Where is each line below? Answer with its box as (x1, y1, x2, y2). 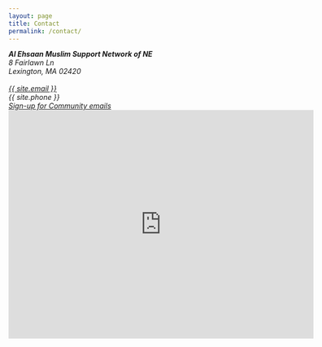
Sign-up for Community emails (8, 101, 111, 111)
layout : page (8, 11, 53, 20)
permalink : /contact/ (8, 27, 82, 35)
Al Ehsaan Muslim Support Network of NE (8, 50, 153, 59)
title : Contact (8, 20, 60, 28)
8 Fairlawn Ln (8, 58, 54, 67)
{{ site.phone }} (8, 93, 60, 102)
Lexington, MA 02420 (8, 67, 81, 76)
